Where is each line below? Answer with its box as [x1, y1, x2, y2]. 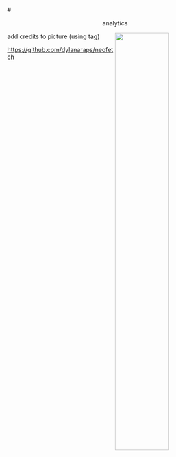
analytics [102, 19, 128, 27]
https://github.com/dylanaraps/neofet [7, 46, 114, 53]
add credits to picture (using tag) [7, 32, 100, 40]
